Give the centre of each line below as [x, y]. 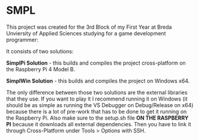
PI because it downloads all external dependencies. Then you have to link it [99, 124]
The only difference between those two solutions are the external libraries [97, 92]
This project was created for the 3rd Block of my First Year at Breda [89, 27]
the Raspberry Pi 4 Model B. [41, 69]
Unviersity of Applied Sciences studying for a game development [86, 33]
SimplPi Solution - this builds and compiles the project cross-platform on [96, 63]
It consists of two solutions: [40, 51]
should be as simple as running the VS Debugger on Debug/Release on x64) [100, 105]
